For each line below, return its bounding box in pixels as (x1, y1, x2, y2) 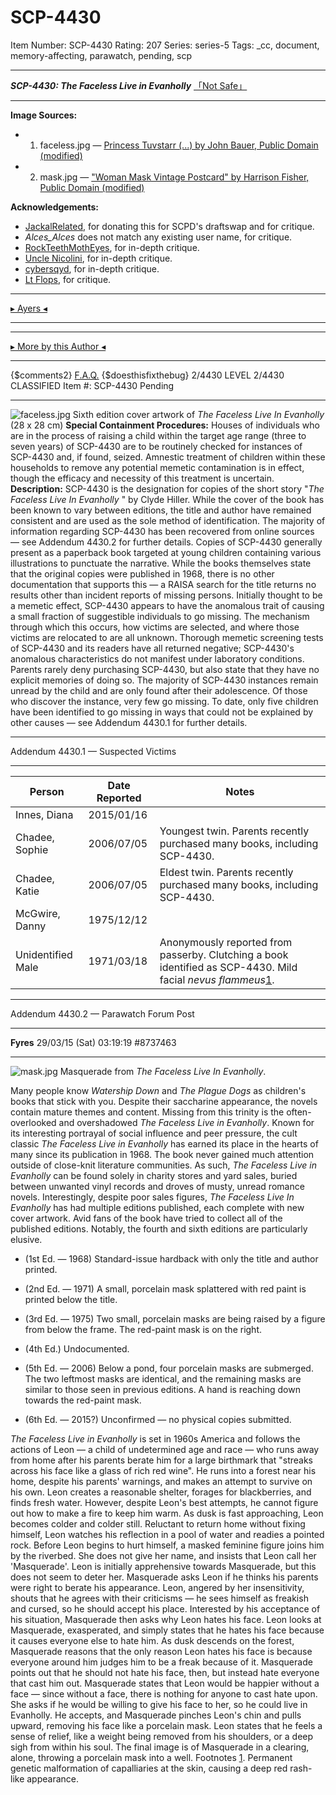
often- (286, 1106, 312, 1118)
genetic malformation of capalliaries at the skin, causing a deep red (10, 1762, 288, 1774)
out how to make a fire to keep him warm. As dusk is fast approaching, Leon (10, 1507, 324, 1519)
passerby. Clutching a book (159, 947, 289, 961)
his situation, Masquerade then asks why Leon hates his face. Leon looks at (10, 1613, 322, 1625)
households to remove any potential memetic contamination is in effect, (10, 461, 305, 473)
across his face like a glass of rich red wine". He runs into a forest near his (10, 1464, 317, 1476)
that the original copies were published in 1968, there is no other (10, 567, 275, 580)
